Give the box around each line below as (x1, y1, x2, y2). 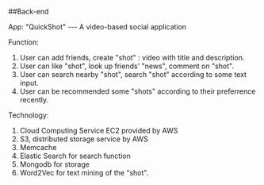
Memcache (19, 143, 57, 152)
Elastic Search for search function (19, 151, 131, 160)
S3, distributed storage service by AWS (19, 134, 148, 144)
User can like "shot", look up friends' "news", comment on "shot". (19, 61, 234, 71)
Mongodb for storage (19, 160, 90, 169)
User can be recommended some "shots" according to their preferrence (19, 87, 256, 96)
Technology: (8, 110, 49, 120)
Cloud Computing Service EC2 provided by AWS (19, 126, 178, 135)
